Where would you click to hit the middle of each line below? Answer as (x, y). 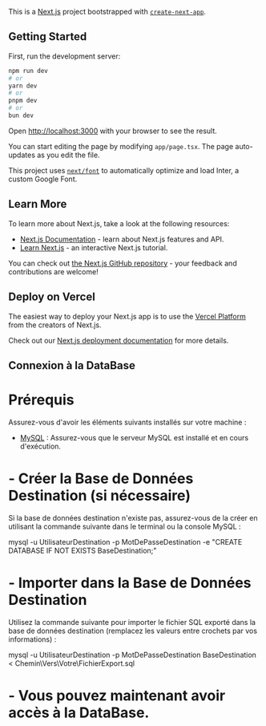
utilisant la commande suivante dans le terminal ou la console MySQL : (125, 526)
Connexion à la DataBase (72, 365)
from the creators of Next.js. (55, 325)
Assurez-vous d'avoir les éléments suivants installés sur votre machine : (127, 422)
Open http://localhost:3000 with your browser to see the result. (113, 131)
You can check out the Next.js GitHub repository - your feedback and (123, 263)
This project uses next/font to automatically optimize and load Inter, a (124, 170)
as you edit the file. (69, 155)
